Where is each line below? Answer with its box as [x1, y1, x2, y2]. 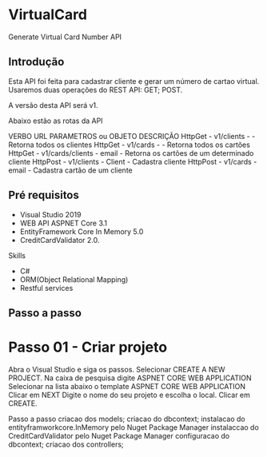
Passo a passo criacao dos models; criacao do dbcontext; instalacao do [8, 414, 245, 423]
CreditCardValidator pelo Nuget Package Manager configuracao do [8, 431, 230, 440]
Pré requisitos [8, 189, 80, 202]
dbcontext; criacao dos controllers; [8, 439, 124, 449]
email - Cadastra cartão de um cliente [8, 165, 133, 175]
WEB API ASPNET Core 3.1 [19, 218, 108, 228]
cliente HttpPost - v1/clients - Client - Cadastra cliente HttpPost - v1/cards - [8, 157, 257, 166]
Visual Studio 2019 [19, 209, 82, 219]
